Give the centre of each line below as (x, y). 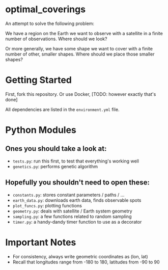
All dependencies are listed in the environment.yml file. (62, 109)
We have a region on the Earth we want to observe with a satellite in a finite (84, 33)
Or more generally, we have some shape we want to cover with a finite (79, 48)
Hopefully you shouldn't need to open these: (78, 183)
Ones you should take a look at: (56, 149)
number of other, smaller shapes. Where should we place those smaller (80, 54)
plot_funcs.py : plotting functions (47, 205)
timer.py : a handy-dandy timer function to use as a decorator (77, 222)
